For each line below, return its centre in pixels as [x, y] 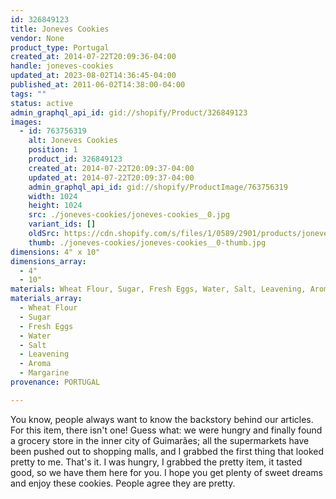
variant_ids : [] [62, 224]
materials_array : [46, 299]
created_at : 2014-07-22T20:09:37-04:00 [111, 168]
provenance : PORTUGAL [55, 382]
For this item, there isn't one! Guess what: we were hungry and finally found [166, 430]
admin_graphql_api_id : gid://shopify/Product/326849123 [129, 112]
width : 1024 [53, 196]
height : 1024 [55, 206]
